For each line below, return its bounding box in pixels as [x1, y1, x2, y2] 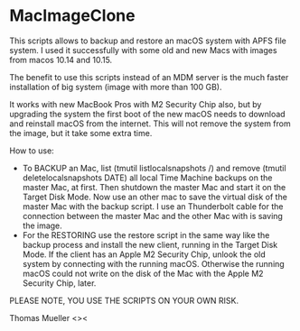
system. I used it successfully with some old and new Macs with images [9, 44, 277, 55]
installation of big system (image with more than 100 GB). [9, 81, 222, 92]
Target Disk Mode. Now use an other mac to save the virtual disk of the [22, 191, 287, 202]
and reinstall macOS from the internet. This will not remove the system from [9, 118, 291, 129]
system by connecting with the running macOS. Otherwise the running [22, 258, 285, 269]
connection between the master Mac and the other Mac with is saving [22, 210, 283, 221]
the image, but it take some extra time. [9, 127, 153, 138]
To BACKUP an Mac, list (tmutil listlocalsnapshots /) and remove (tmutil [22, 162, 286, 173]
